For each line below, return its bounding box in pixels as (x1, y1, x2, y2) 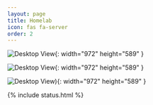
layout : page (7, 10, 46, 18)
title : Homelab (7, 17, 52, 24)
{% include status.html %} (7, 91, 84, 99)
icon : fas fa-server (7, 23, 69, 31)
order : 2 (7, 30, 33, 38)
